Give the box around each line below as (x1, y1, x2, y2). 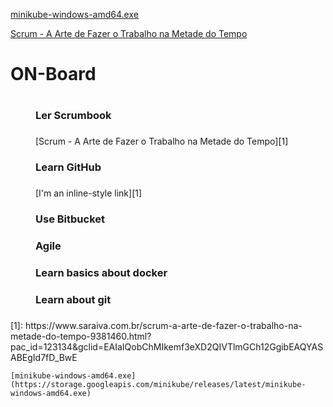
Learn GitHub (35, 160, 102, 174)
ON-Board (10, 63, 97, 86)
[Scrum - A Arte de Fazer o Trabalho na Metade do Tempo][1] (35, 135, 289, 148)
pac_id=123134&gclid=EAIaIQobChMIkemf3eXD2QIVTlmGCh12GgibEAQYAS (10, 340, 324, 353)
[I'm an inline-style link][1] (35, 187, 143, 199)
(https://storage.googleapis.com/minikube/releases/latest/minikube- (10, 379, 307, 389)
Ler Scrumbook (35, 109, 112, 123)
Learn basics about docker (35, 265, 168, 279)
